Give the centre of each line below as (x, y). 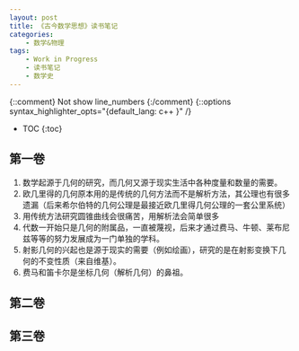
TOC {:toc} (42, 128)
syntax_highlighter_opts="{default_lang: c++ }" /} (101, 111)
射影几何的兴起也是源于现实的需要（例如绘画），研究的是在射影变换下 (150, 250)
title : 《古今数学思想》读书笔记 (64, 26)
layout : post (34, 18)
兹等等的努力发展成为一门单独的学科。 (93, 238)
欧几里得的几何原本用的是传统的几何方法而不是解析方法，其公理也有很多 (156, 193)
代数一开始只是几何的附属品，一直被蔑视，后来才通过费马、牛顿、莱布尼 (156, 227)
